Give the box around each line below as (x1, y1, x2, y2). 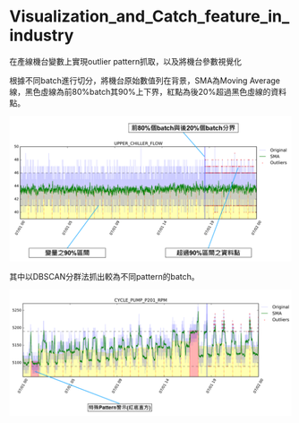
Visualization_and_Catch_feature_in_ (9, 6, 290, 27)
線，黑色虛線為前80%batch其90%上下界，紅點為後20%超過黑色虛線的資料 (9, 86, 286, 97)
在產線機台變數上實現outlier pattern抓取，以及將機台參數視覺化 (9, 56, 242, 66)
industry (9, 25, 74, 46)
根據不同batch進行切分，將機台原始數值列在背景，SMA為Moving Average (9, 74, 280, 86)
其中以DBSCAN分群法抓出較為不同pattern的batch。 (9, 271, 200, 281)
